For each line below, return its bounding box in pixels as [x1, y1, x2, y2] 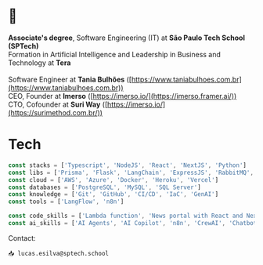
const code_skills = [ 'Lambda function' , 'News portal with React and [8, 212, 243, 220]
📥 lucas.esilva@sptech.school [8, 249, 110, 257]
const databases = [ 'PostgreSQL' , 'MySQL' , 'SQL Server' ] [8, 183, 201, 191]
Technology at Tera [8, 58, 71, 67]
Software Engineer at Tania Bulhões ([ [8, 74, 131, 84]
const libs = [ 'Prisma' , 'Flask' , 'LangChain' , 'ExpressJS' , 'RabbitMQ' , [8, 169, 254, 176]
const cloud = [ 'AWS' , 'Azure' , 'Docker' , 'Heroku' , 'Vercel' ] [8, 176, 219, 183]
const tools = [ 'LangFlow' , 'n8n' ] [8, 198, 124, 206]
